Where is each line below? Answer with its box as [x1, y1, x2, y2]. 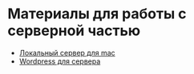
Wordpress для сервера [18, 56, 101, 66]
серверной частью [7, 21, 141, 40]
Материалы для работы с [7, 5, 187, 23]
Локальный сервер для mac [18, 48, 115, 57]
